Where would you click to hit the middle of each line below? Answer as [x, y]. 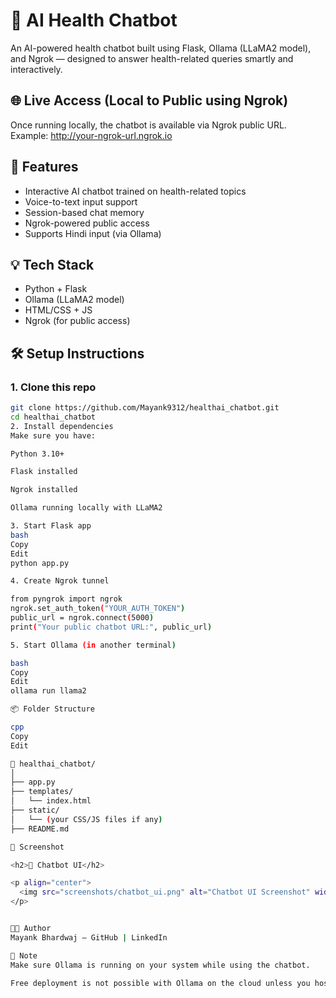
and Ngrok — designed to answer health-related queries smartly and [152, 58]
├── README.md [40, 829]
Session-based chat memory [84, 212]
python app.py [40, 563]
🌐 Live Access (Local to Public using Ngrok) [149, 100]
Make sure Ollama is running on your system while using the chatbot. [160, 965]
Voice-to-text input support [81, 201]
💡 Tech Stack [52, 264]
